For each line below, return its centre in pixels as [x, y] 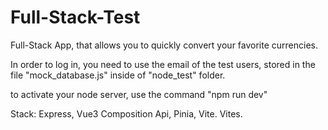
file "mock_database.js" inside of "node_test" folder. [118, 75]
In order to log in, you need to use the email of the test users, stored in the [163, 64]
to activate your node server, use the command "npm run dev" [139, 94]
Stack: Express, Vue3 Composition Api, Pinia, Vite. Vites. [126, 113]
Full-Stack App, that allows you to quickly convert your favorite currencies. [164, 45]
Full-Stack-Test [75, 17]
